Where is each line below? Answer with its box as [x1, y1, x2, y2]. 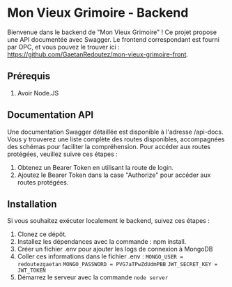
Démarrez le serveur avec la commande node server [17, 273, 169, 281]
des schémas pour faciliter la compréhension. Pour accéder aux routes [7, 142, 211, 150]
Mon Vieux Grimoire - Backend [7, 5, 189, 21]
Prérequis [7, 70, 51, 82]
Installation [7, 198, 57, 210]
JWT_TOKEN [17, 267, 47, 274]
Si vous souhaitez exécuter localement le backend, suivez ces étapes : [7, 217, 210, 225]
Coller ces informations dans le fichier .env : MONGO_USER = [17, 252, 183, 261]
